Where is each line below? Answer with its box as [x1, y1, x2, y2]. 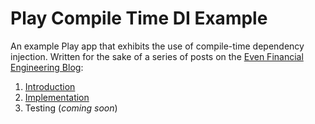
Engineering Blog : [10, 61, 84, 73]
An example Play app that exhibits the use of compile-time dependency [10, 40, 305, 52]
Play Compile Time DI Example [10, 7, 268, 30]
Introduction [24, 80, 76, 92]
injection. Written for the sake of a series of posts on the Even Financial [10, 50, 304, 62]
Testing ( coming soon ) [24, 102, 118, 114]
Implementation [24, 91, 90, 103]
